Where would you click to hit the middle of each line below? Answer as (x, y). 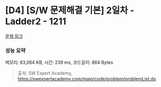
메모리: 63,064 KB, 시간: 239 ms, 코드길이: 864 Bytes (59, 62)
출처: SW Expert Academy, (45, 73)
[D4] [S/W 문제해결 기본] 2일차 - (70, 10)
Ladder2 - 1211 (36, 21)
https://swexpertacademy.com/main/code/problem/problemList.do (87, 79)
